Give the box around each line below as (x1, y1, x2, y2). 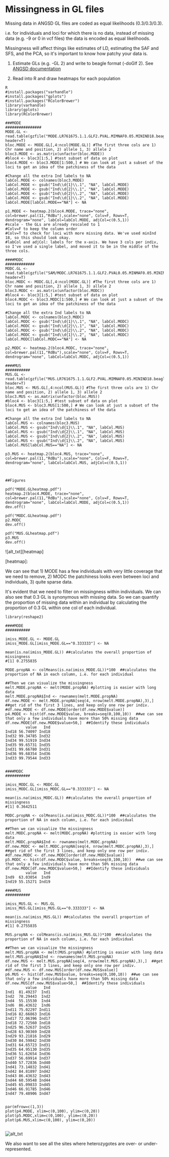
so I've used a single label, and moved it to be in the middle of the (5, 244, 158, 249)
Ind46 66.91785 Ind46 (5, 1086, 51, 1091)
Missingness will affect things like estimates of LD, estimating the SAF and (5, 45, 159, 51)
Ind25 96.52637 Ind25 (5, 1025, 51, 1030)
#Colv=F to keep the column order (5, 226, 78, 232)
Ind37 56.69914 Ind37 (5, 1056, 51, 1061)
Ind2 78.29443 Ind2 (5, 994, 51, 999)
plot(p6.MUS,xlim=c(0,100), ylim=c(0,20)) (5, 1117, 96, 1123)
